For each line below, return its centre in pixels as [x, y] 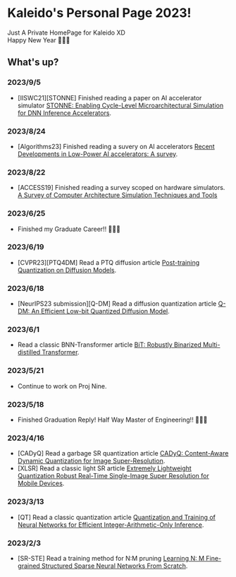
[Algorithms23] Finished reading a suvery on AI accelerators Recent [116, 146]
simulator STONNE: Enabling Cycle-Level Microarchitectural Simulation [120, 105]
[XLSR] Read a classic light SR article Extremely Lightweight [104, 468]
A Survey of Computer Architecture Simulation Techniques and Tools [117, 195]
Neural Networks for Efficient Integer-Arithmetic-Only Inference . [111, 525]
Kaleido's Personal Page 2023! [99, 13]
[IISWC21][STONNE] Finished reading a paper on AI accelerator [110, 97]
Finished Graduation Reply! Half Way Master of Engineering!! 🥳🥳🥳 [112, 420]
